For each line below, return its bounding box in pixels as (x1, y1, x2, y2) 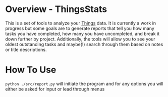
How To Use (5, 64, 57, 75)
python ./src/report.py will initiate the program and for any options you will (5, 80, 163, 86)
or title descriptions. (5, 46, 47, 52)
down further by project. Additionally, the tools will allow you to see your (5, 36, 155, 42)
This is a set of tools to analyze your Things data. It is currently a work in (5, 20, 156, 26)
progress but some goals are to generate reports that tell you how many (5, 25, 155, 31)
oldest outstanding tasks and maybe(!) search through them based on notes (5, 41, 163, 47)
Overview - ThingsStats (5, 3, 107, 15)
